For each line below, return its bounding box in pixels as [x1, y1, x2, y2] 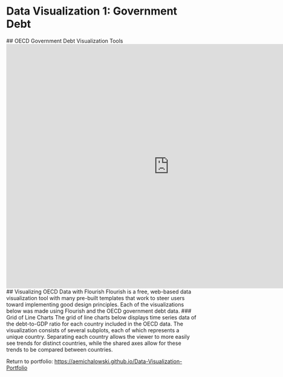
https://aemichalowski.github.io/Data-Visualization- [54, 358, 183, 365]
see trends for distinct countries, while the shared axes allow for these [6, 339, 181, 347]
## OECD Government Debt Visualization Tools [6, 37, 123, 44]
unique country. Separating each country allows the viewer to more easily [6, 333, 190, 340]
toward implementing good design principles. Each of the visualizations [6, 301, 184, 308]
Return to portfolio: [6, 358, 53, 365]
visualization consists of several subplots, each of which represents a [6, 326, 180, 334]
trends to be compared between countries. [6, 345, 113, 353]
